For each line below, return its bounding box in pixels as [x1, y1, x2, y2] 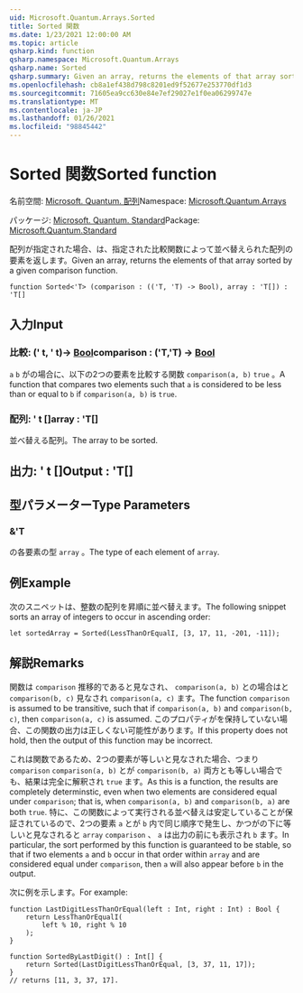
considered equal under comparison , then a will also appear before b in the [9, 858, 284, 869]
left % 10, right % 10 [41, 920, 127, 930]
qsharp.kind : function [9, 47, 95, 56]
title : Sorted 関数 [9, 22, 80, 31]
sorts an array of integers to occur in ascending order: [9, 611, 211, 622]
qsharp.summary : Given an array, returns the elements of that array [9, 72, 277, 81]
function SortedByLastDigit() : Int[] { [9, 951, 164, 961]
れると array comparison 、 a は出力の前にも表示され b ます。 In [56, 829, 289, 840]
